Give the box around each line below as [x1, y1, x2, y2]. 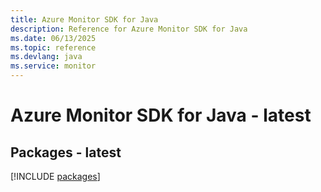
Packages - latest [10, 144, 122, 161]
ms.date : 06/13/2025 [10, 33, 97, 43]
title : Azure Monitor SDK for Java [10, 14, 159, 25]
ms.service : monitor [10, 61, 97, 71]
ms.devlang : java [10, 52, 83, 62]
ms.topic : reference [10, 42, 97, 53]
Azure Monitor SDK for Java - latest [10, 104, 312, 127]
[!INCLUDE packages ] [10, 171, 101, 182]
